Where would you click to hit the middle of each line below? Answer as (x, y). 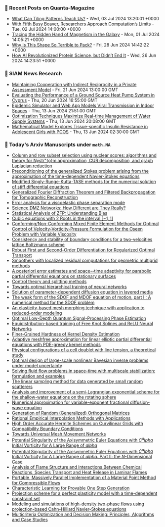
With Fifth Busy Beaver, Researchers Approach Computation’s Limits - (83, 24)
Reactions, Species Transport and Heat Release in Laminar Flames (79, 473)
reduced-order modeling (37, 313)
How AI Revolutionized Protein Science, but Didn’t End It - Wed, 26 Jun (84, 55)
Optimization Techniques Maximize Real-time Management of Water (81, 116)
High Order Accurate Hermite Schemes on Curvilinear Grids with (78, 423)
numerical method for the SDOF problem (53, 302)
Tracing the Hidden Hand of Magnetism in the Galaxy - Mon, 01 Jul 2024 (86, 35)
